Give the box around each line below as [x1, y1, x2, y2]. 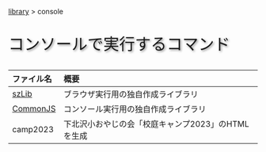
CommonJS [12, 103, 56, 114]
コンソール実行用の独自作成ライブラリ [63, 104, 207, 114]
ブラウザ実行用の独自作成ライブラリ [63, 89, 199, 100]
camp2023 [12, 124, 54, 135]
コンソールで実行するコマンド [8, 34, 231, 54]
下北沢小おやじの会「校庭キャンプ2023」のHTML [63, 119, 249, 129]
